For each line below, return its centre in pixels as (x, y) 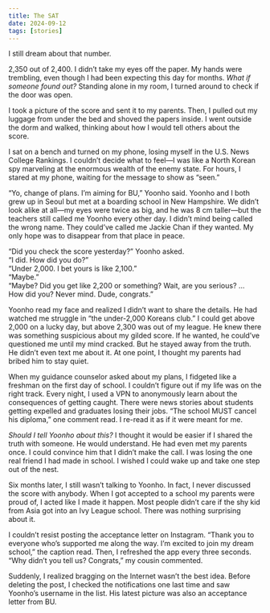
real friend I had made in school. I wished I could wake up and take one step (134, 461)
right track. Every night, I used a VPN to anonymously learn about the (123, 394)
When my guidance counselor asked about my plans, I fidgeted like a (123, 377)
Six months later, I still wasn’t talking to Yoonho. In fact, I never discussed (130, 485)
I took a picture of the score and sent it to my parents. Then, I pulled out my (133, 110)
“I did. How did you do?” (49, 260)
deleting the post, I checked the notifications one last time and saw (119, 585)
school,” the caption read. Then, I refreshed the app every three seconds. (130, 552)
